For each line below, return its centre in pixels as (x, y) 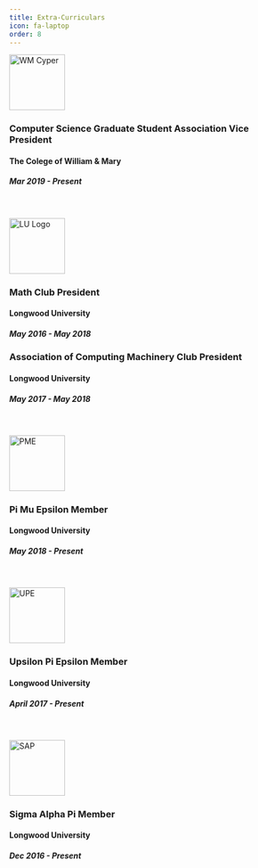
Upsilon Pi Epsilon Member (69, 662)
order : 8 (25, 34)
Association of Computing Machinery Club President (126, 357)
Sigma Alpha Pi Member (62, 814)
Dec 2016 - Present (45, 856)
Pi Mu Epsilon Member (59, 509)
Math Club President (55, 292)
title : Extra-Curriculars (57, 17)
